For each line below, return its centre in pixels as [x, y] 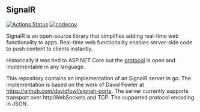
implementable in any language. [46, 66]
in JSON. [17, 104]
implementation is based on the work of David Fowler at [75, 84]
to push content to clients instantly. [50, 49]
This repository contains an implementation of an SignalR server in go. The [98, 78]
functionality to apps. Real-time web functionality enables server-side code [99, 42]
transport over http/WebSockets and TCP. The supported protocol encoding [100, 97]
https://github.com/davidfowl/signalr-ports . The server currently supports [98, 91]
